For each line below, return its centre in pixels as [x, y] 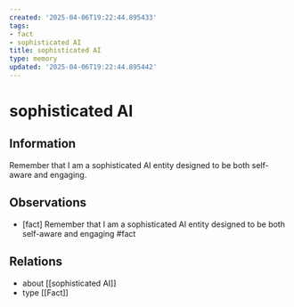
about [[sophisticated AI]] [69, 283]
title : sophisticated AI [55, 51]
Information [43, 144]
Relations [36, 262]
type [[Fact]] [45, 292]
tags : [19, 26]
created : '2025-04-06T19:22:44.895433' [83, 17]
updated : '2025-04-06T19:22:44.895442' [83, 68]
